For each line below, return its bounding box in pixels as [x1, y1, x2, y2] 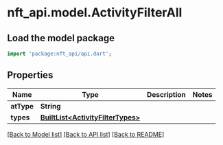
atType [10, 101, 34, 111]
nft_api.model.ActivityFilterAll [7, 5, 183, 21]
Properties [7, 69, 54, 81]
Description [146, 89, 187, 99]
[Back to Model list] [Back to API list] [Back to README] [7, 130, 165, 138]
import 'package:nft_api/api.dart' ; [7, 50, 112, 57]
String [40, 101, 61, 111]
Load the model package [7, 32, 115, 44]
